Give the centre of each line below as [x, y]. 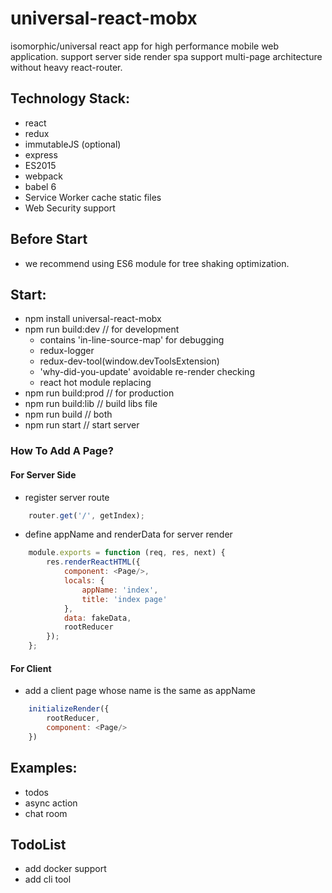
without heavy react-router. [66, 67]
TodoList [38, 844]
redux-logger [67, 351]
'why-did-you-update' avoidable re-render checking [147, 372]
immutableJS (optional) [73, 144]
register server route [67, 497]
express [41, 154]
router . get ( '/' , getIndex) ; [86, 515]
